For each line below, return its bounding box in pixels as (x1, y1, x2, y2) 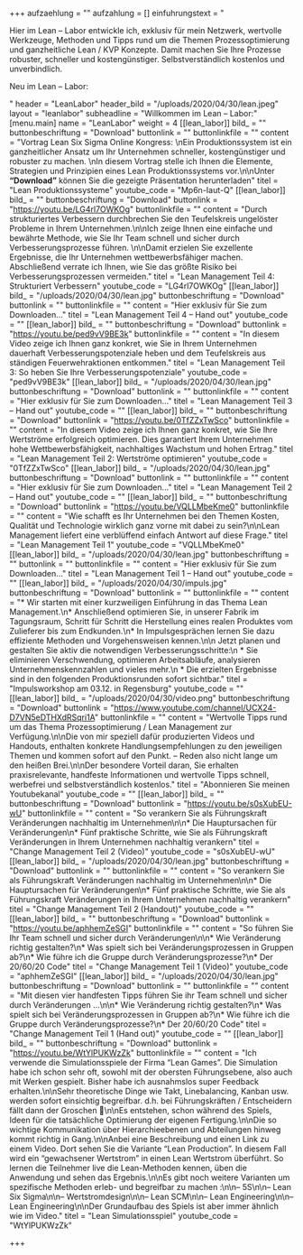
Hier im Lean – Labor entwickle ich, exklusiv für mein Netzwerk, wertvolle (9, 25, 282, 35)
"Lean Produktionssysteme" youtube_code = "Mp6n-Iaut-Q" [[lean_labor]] (9, 185, 286, 195)
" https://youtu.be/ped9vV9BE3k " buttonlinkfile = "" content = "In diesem (9, 328, 280, 339)
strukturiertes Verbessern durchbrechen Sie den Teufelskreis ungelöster (9, 214, 279, 224)
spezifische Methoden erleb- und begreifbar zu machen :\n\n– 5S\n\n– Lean (9, 1182, 291, 1192)
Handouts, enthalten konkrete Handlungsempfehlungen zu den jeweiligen (9, 741, 282, 752)
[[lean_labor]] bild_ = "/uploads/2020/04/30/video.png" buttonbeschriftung (9, 693, 290, 703)
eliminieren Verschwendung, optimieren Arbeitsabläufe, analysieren (9, 654, 262, 665)
